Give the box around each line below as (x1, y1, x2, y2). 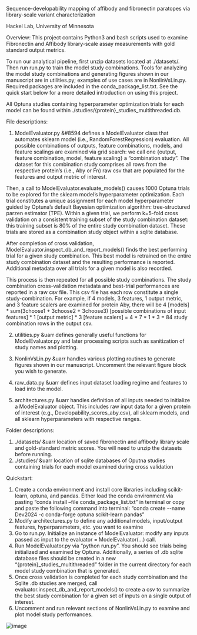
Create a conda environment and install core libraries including (14, 486, 167, 493)
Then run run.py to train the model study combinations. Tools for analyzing (6, 64, 187, 71)
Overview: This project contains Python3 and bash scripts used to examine (6, 34, 188, 41)
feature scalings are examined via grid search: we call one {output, (14, 148, 177, 155)
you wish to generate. (14, 367, 68, 375)
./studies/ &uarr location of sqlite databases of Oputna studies (14, 457, 166, 464)
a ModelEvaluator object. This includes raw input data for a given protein (14, 403, 191, 410)
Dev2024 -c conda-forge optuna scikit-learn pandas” (14, 511, 145, 518)
